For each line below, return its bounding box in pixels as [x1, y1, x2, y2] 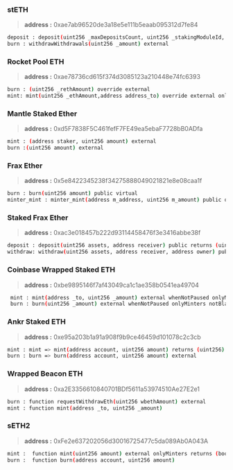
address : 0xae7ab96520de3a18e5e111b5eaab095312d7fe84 [24, 21, 198, 29]
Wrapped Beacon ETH [7, 369, 83, 378]
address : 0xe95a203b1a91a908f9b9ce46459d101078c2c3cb [24, 333, 201, 341]
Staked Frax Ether [7, 213, 69, 223]
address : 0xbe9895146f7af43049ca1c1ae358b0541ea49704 [24, 281, 200, 289]
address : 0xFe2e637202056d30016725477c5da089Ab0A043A [24, 437, 209, 445]
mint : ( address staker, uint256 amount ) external [7, 138, 157, 145]
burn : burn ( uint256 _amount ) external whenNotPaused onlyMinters [10, 300, 207, 308]
